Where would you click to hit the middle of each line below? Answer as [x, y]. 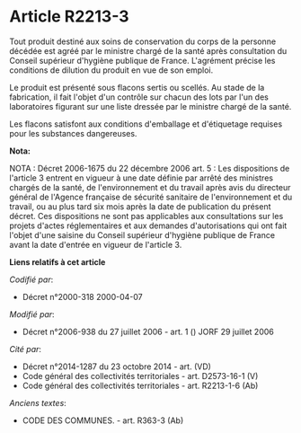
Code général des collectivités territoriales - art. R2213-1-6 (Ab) [140, 385]
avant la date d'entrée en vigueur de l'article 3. [96, 244]
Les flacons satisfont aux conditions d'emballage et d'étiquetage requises [146, 124]
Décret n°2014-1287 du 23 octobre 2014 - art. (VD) [116, 367]
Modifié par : [32, 314]
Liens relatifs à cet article [58, 261]
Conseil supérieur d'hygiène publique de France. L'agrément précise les [142, 60]
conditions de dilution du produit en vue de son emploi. [111, 70]
